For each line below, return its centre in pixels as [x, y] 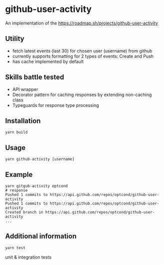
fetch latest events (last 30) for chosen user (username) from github [82, 50]
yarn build [16, 132]
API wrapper [25, 89]
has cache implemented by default [48, 61]
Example [19, 174]
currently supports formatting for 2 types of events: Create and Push [83, 56]
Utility [15, 39]
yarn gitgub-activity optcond [37, 186]
